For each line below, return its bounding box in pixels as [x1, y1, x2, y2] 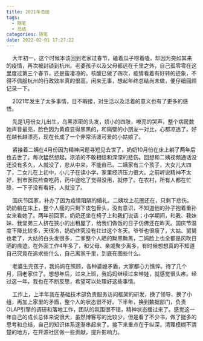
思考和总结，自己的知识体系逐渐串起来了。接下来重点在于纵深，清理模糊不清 [6, 321, 197, 328]
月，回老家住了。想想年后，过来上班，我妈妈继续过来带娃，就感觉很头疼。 [6, 270, 192, 277]
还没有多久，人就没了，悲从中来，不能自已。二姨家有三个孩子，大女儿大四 [6, 161, 192, 168]
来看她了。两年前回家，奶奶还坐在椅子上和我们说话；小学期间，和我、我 [11, 212, 192, 219]
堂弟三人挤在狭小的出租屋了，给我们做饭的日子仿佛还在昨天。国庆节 [22, 219, 192, 227]
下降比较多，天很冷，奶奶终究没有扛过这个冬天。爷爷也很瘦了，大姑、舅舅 [11, 227, 197, 234]
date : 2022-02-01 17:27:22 [6, 37, 74, 43]
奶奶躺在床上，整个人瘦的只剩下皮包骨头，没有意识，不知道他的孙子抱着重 [6, 204, 192, 211]
